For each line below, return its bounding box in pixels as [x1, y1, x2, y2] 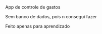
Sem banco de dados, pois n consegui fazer [5, 14, 97, 19]
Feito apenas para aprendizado [5, 23, 70, 29]
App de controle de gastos [5, 4, 61, 10]
